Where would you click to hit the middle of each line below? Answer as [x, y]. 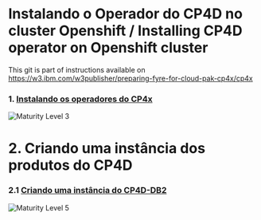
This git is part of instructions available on [77, 69]
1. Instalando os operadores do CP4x [80, 99]
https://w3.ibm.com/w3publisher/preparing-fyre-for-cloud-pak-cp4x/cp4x [130, 78]
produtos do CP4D [70, 165]
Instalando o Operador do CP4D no [125, 14]
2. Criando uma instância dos [107, 149]
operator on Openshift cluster [108, 48]
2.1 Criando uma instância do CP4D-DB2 [88, 191]
